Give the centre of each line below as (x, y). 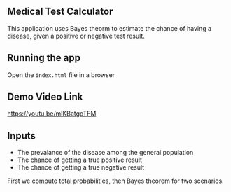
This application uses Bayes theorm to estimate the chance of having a (110, 28)
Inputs (22, 136)
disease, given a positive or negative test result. (76, 36)
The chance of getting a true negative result (81, 167)
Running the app (44, 58)
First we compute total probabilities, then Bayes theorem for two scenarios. (115, 181)
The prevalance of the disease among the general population (105, 153)
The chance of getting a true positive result (79, 160)
